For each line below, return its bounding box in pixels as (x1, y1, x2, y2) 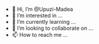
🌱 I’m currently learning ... (11, 18, 76, 25)
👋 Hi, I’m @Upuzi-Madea (11, 6, 73, 12)
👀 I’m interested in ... (11, 12, 63, 19)
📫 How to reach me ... (11, 32, 68, 38)
